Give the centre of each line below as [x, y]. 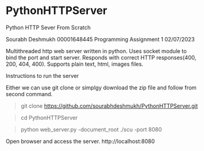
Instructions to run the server [42, 75]
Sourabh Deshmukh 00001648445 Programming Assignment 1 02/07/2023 [100, 39]
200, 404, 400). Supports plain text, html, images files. [75, 64]
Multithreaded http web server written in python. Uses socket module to [96, 51]
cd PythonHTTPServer [49, 118]
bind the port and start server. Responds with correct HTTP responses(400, [101, 57]
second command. [29, 94]
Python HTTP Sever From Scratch [48, 27]
